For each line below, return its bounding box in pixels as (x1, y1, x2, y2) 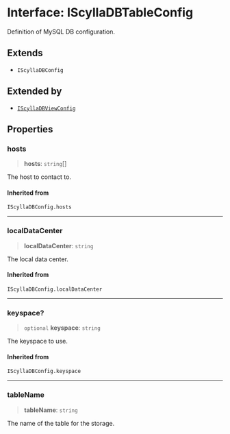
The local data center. (7, 255, 68, 263)
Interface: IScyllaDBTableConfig (7, 5, 194, 21)
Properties (7, 123, 53, 135)
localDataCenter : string (23, 241, 94, 250)
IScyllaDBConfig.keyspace (7, 368, 81, 375)
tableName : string (23, 406, 78, 414)
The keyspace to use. (7, 337, 68, 346)
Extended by (7, 86, 62, 97)
